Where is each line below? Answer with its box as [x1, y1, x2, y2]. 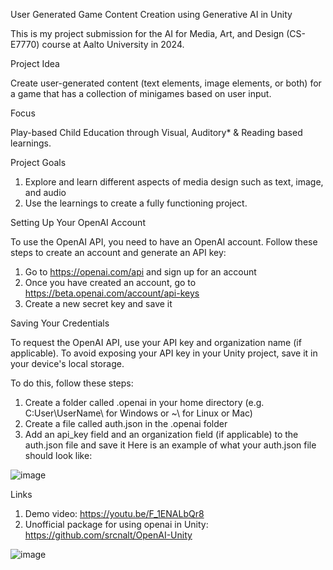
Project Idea [10, 58, 60, 69]
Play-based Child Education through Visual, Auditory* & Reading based [10, 127, 303, 138]
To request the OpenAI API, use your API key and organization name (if [10, 337, 302, 348]
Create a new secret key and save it [24, 298, 173, 309]
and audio [24, 187, 67, 198]
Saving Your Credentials [10, 317, 110, 329]
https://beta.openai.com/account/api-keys [24, 287, 200, 299]
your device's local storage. [10, 358, 125, 369]
